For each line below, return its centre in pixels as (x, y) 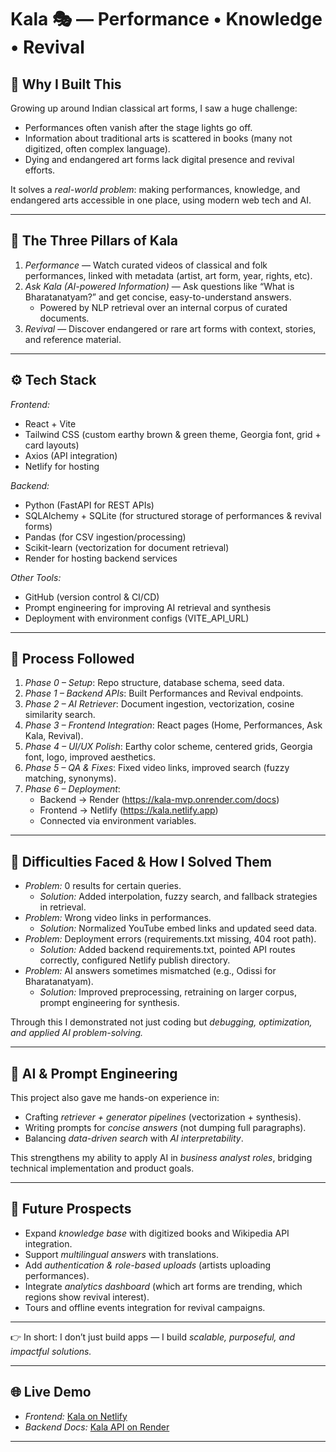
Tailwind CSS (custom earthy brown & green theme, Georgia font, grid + (173, 434)
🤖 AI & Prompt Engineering (94, 1073)
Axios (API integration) (71, 455)
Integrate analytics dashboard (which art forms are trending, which (163, 1286)
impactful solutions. (51, 1351)
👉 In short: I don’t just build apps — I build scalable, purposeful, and (153, 1337)
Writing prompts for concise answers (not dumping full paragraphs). (165, 1128)
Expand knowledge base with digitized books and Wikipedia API (157, 1233)
